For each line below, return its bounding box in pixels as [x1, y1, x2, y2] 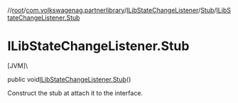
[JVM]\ [7, 61, 28, 70]
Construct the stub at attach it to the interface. [7, 88, 144, 97]
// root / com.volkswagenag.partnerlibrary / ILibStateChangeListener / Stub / [7, 6, 217, 14]
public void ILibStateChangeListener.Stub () [7, 75, 131, 83]
